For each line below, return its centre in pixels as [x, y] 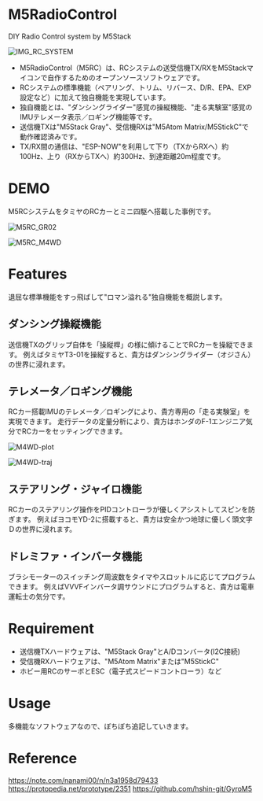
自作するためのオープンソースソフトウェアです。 [125, 77]
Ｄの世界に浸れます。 [42, 530]
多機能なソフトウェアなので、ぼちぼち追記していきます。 [100, 726]
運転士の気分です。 [39, 596]
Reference [42, 759]
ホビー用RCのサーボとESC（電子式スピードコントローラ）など [121, 671]
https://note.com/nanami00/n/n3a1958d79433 [83, 780]
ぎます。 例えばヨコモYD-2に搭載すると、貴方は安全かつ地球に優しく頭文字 [131, 519]
